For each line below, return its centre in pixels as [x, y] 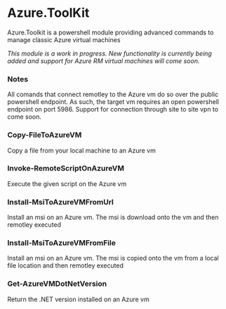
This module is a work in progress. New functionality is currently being [109, 53]
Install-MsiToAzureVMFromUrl [61, 202]
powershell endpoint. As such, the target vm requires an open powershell [113, 102]
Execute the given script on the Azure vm [67, 183]
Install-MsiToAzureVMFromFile [61, 243]
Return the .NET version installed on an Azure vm [78, 299]
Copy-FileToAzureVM [45, 135]
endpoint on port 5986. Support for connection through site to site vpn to [113, 110]
